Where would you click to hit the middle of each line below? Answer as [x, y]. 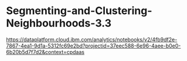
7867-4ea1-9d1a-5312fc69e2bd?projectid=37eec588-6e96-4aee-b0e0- [93, 46]
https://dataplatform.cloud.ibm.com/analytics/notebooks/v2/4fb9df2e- [92, 39]
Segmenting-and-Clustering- [79, 11]
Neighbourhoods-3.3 [59, 23]
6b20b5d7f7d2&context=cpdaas [45, 52]
